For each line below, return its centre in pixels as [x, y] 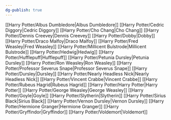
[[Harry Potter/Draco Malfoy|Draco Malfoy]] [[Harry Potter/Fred [72, 41]
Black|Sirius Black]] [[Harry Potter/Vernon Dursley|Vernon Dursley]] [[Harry [85, 101]
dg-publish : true [24, 10]
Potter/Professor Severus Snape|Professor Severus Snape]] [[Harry [76, 68]
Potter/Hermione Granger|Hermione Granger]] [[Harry [62, 106]
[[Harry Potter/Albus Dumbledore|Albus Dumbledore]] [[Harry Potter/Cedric [85, 25]
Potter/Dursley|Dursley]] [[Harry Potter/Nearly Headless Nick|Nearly [77, 74]
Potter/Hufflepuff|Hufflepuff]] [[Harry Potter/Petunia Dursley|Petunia [77, 57]
